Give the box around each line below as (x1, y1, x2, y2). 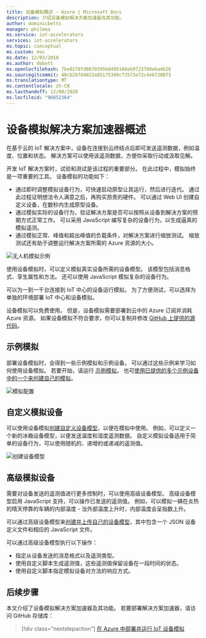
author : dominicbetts (6, 20, 62, 26)
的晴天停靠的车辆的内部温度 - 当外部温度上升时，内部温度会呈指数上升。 (6, 505, 189, 512)
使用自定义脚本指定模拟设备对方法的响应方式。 (15, 568, 134, 575)
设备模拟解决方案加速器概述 (6, 123, 147, 137)
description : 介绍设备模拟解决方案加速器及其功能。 (6, 15, 124, 21)
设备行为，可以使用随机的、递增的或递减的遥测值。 (17, 439, 146, 447)
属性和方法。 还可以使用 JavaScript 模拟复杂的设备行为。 (27, 273, 173, 280)
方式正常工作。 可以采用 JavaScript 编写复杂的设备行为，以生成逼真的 (20, 216, 197, 224)
